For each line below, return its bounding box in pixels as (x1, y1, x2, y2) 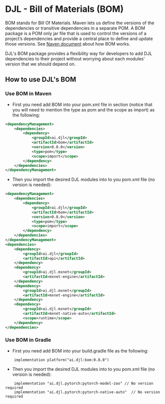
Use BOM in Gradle (5, 337, 51, 344)
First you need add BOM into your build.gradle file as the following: (12, 348, 149, 353)
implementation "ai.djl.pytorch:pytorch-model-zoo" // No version (14, 381, 154, 386)
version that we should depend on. (5, 61, 76, 67)
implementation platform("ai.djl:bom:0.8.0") (14, 357, 110, 362)
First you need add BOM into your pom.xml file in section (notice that (12, 101, 153, 107)
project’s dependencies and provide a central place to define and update (5, 36, 153, 42)
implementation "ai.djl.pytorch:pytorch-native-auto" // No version (14, 390, 161, 395)
